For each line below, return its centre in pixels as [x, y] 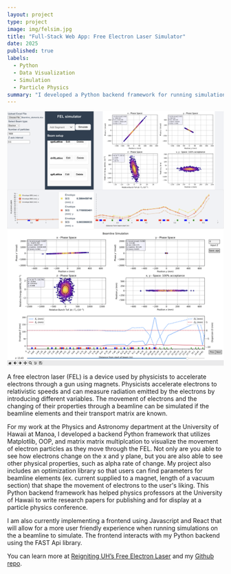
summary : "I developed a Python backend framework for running [100, 95]
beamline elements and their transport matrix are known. [87, 413]
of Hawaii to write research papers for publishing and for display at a [104, 500]
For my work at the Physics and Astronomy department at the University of [113, 427]
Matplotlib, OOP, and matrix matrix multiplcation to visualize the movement [113, 442]
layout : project [30, 14]
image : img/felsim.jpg [40, 29]
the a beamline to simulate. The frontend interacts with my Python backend [113, 535]
